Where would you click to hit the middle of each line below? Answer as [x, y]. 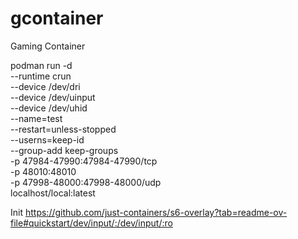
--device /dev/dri [45, 86]
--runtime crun [41, 76]
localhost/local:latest [53, 193]
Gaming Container [48, 46]
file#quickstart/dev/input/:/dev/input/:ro [91, 223]
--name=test [36, 118]
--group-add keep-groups [64, 150]
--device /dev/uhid [49, 108]
